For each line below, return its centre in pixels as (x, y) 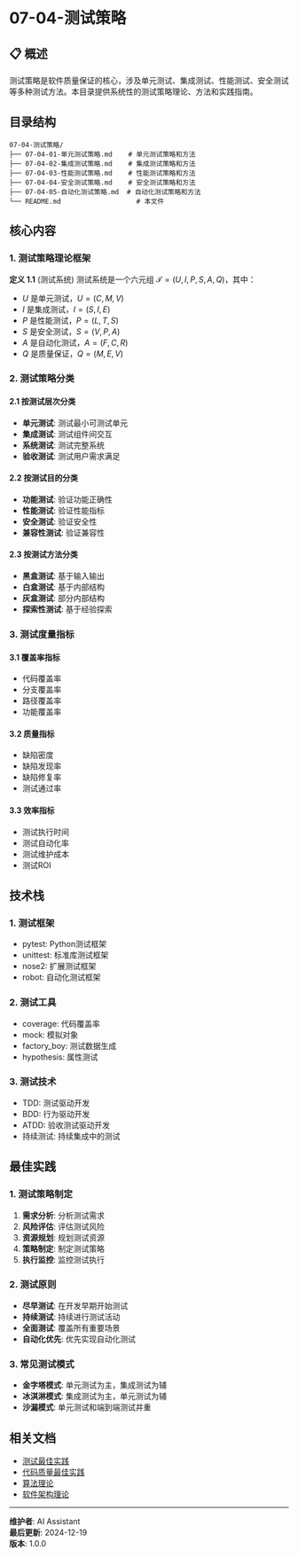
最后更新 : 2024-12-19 (48, 1532)
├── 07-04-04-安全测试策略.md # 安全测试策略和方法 (102, 183)
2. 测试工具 (33, 1003)
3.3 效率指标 (32, 810)
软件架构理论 (45, 1494)
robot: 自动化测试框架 (61, 977)
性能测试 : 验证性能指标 (63, 510)
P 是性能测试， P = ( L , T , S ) (71, 320)
